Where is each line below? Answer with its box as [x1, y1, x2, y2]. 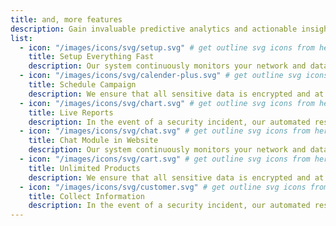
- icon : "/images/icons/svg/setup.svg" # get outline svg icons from [19, 42, 315, 53]
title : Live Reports [28, 107, 114, 118]
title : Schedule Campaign [28, 80, 137, 90]
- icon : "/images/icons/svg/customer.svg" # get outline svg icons [19, 182, 307, 192]
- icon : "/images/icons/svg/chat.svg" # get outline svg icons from [19, 126, 311, 136]
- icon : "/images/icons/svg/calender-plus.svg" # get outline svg [19, 71, 302, 81]
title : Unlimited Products [28, 163, 141, 173]
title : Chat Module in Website [28, 136, 159, 146]
